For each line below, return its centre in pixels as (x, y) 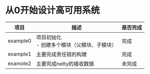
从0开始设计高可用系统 (53, 10)
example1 (20, 54)
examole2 (19, 63)
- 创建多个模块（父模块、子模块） (77, 45)
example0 (20, 41)
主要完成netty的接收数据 (65, 63)
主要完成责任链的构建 (62, 54)
